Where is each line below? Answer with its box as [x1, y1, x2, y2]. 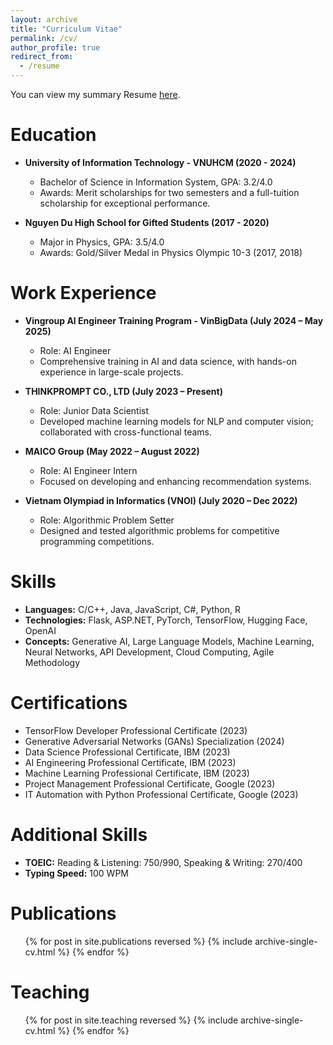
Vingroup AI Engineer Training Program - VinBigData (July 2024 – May [24, 314, 324, 326]
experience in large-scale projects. [39, 366, 184, 378]
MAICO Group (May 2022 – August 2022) [24, 445, 200, 457]
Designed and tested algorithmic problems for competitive [39, 524, 280, 536]
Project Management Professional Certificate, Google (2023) [24, 777, 276, 790]
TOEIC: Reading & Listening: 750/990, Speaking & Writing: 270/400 [24, 856, 303, 868]
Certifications [10, 692, 128, 714]
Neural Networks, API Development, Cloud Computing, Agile [24, 646, 275, 658]
